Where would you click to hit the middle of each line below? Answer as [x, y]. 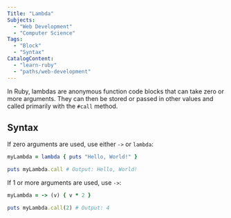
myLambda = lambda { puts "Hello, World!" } [72, 157]
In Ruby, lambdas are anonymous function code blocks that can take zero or [116, 91]
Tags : [15, 39]
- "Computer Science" [45, 33]
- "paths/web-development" [52, 71]
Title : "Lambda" [30, 13]
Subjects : [21, 20]
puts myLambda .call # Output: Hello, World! [72, 170]
